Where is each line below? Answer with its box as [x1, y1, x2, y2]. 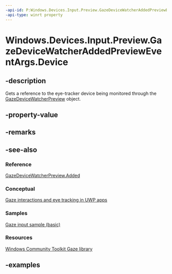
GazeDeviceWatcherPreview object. [5, 95, 81, 102]
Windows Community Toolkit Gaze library [5, 246, 93, 252]
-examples [5, 261, 40, 269]
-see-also [5, 145, 37, 154]
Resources [5, 234, 33, 241]
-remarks [5, 128, 36, 136]
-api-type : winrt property [5, 12, 63, 17]
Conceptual [5, 185, 35, 192]
